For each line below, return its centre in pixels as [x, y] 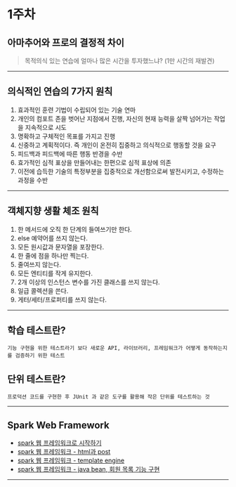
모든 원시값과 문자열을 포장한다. [60, 247]
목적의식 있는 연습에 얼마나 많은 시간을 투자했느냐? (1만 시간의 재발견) [119, 61]
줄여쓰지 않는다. [39, 264]
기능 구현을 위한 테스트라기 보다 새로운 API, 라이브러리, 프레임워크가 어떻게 [104, 349]
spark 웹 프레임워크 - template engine [71, 460]
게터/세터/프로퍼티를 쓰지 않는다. [62, 299]
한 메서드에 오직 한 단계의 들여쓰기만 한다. [74, 229]
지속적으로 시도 [46, 127]
